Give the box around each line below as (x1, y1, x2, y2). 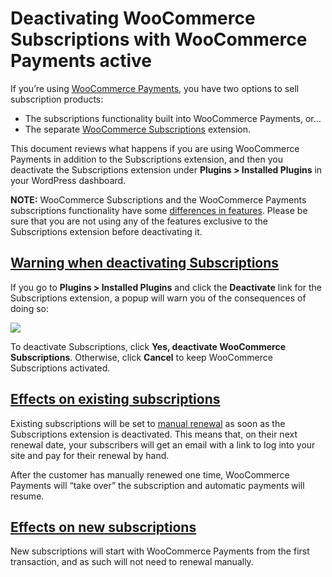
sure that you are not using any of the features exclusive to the (10, 215, 268, 227)
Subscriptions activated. (10, 362, 111, 374)
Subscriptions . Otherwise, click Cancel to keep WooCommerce (10, 351, 273, 363)
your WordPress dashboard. (10, 174, 127, 186)
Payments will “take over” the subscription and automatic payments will (10, 479, 305, 491)
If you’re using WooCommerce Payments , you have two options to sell (10, 82, 300, 94)
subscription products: (10, 93, 104, 105)
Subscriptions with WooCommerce (10, 28, 308, 51)
